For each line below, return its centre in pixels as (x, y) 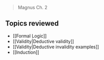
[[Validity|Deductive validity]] (43, 41)
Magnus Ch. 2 (32, 7)
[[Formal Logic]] (30, 36)
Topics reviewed (32, 23)
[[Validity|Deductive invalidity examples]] (56, 47)
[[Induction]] (26, 52)
